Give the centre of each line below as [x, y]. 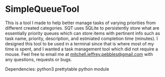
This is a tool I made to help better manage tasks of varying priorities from [81, 23]
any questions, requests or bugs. [39, 59]
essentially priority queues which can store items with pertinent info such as [83, 33]
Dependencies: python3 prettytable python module [57, 69]
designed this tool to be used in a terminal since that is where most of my [80, 43]
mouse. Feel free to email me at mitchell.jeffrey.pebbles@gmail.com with [79, 54]
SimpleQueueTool [42, 9]
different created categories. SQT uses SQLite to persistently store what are [82, 28]
